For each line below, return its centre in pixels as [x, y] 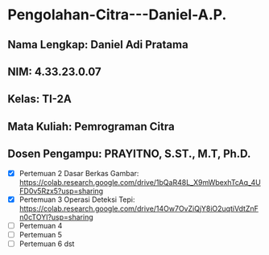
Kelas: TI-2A [39, 99]
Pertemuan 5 [40, 234]
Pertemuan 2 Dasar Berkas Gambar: [79, 173]
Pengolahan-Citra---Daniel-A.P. [117, 15]
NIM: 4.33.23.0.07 [54, 71]
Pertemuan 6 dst [47, 244]
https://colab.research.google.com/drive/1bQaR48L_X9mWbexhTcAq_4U [140, 182]
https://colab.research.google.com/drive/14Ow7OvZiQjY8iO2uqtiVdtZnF [139, 208]
